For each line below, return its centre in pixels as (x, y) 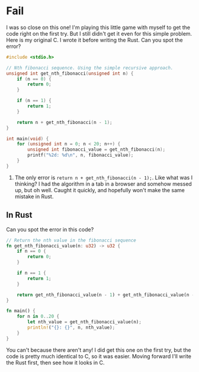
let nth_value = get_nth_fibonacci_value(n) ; (85, 322)
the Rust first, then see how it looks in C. (55, 363)
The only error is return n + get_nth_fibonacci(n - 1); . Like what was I (104, 177)
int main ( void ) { (28, 139)
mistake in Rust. (34, 196)
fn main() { (21, 311)
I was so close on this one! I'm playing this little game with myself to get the (98, 27)
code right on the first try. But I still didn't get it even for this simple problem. (99, 33)
